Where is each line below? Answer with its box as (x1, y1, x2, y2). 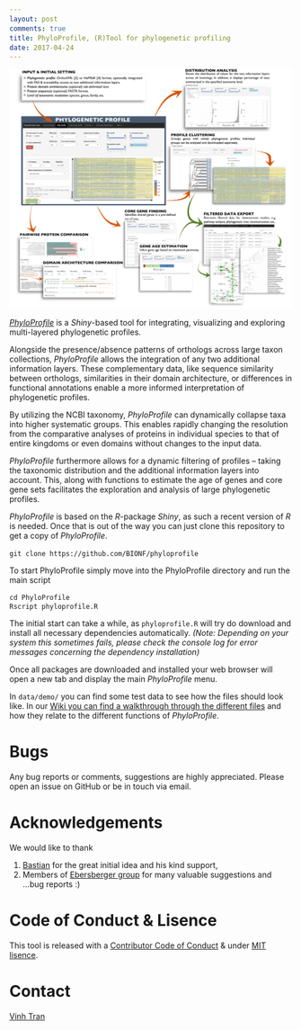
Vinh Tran (9, 1010, 46, 1021)
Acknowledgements (9, 812, 164, 833)
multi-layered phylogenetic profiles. (9, 327, 142, 337)
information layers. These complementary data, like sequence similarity (9, 363, 274, 373)
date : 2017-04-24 (9, 43, 75, 52)
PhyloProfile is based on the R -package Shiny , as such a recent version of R (9, 511, 291, 522)
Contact (9, 981, 71, 1001)
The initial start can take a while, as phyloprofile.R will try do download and (9, 618, 292, 629)
